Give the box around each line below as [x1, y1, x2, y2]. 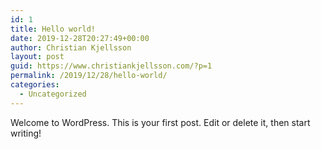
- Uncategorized [19, 89, 87, 99]
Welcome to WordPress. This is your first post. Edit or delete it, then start [10, 116, 311, 128]
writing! [10, 127, 42, 139]
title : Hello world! [10, 24, 97, 34]
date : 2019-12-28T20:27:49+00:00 [10, 33, 150, 43]
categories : [10, 80, 60, 90]
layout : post [10, 52, 65, 62]
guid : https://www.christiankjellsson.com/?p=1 [10, 61, 213, 71]
